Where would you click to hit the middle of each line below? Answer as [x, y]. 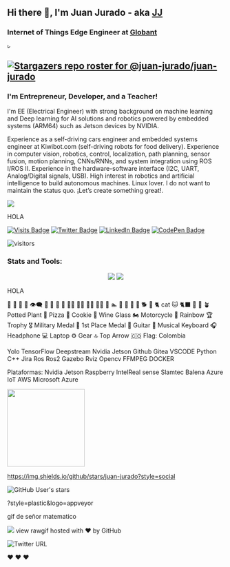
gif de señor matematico [42, 516]
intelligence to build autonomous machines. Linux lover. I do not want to [109, 183]
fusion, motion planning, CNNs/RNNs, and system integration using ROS [109, 161]
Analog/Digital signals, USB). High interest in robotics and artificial [101, 176]
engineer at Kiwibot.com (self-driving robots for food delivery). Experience [113, 147]
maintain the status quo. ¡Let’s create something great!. [85, 191]
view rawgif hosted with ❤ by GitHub [69, 530]
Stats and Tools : [35, 261]
